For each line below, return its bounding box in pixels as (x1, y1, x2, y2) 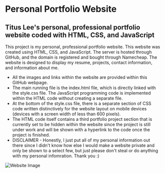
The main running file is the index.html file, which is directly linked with (12, 85, 156, 91)
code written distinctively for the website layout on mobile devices (12, 106, 147, 111)
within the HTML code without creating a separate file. (12, 95, 123, 101)
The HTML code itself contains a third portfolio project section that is (12, 116, 153, 122)
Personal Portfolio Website (5, 3, 117, 15)
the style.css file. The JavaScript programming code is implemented (12, 90, 151, 96)
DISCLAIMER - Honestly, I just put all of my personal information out (12, 137, 150, 143)
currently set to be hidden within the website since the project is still (12, 122, 151, 127)
